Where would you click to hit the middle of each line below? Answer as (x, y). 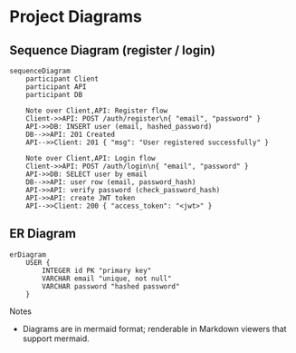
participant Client (62, 79)
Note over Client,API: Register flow (97, 111)
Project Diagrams (76, 17)
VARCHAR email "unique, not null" (107, 279)
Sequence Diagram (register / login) (112, 50)
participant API (57, 87)
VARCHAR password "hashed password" (111, 286)
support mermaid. (56, 338)
